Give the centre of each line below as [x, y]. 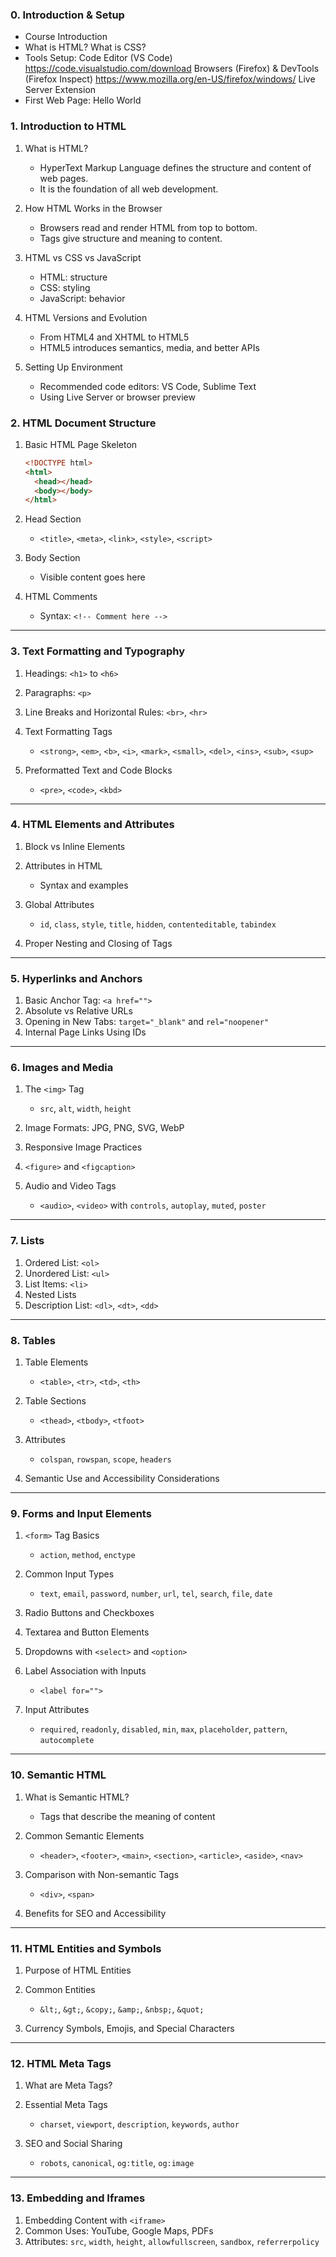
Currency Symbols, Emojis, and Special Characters [129, 2028]
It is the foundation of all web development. [129, 189]
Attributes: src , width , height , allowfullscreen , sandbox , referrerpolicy [172, 2241]
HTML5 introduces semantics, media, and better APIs [149, 347]
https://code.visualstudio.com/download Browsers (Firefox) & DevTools [172, 69]
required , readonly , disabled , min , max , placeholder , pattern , [163, 1729]
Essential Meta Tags [66, 2105]
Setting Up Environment [73, 367]
